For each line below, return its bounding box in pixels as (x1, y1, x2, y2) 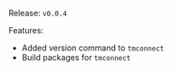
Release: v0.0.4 (8, 8, 67, 18)
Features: (8, 25, 44, 35)
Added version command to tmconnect (21, 42, 165, 53)
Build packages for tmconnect (21, 52, 131, 62)
